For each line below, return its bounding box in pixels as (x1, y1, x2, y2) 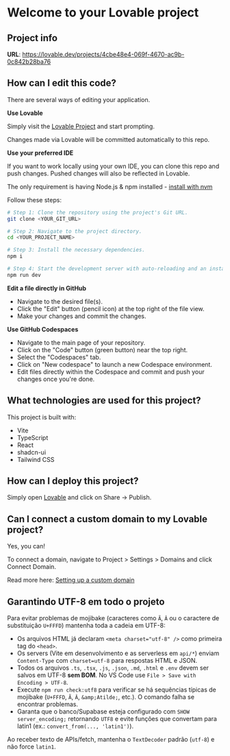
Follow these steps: (7, 195, 62, 204)
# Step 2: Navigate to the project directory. (7, 228, 142, 234)
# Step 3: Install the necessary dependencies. (7, 247, 146, 254)
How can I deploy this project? (7, 475, 139, 487)
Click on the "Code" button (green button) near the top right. (16, 345, 188, 354)
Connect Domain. (7, 563, 57, 571)
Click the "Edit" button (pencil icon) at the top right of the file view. (16, 304, 205, 313)
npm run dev (7, 271, 41, 278)
